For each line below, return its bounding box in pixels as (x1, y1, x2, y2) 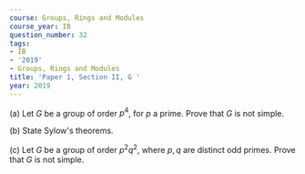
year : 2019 (9, 81, 51, 90)
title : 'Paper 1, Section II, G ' (9, 73, 141, 82)
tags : (9, 38, 30, 48)
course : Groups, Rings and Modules (9, 13, 145, 23)
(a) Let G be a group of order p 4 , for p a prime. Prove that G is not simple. (9, 106, 285, 118)
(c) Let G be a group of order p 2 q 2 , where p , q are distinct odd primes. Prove (9, 143, 296, 155)
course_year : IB (9, 22, 71, 31)
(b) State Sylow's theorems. (9, 125, 114, 137)
